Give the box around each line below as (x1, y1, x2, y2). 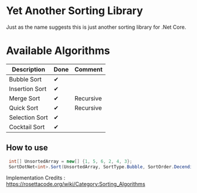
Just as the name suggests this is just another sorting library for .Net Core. (6, 23, 186, 31)
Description (11, 65, 46, 73)
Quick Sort (9, 104, 39, 112)
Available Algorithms (6, 44, 110, 57)
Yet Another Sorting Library (6, 4, 144, 18)
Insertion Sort (9, 84, 47, 93)
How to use (6, 143, 48, 153)
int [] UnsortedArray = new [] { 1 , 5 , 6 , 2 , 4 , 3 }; (8, 158, 133, 164)
